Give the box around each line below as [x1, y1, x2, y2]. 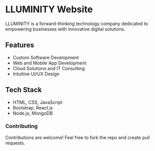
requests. [5, 140, 26, 146]
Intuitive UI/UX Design [12, 71, 60, 77]
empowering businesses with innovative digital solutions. [5, 26, 125, 32]
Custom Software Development [12, 54, 79, 60]
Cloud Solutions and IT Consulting [12, 65, 85, 71]
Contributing [5, 123, 38, 130]
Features [5, 41, 34, 50]
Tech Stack [5, 85, 42, 94]
